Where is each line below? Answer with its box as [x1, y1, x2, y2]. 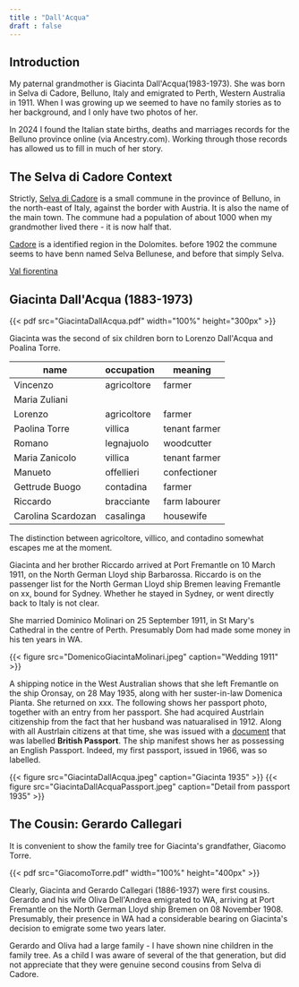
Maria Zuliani [13, 393, 69, 406]
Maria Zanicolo [13, 451, 77, 464]
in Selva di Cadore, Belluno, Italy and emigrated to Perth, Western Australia [9, 88, 286, 99]
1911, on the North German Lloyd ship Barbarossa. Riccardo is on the [9, 569, 261, 579]
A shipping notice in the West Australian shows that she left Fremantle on [9, 678, 279, 689]
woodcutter [163, 436, 212, 449]
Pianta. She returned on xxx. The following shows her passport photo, [9, 697, 268, 708]
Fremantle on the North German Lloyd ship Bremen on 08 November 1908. [9, 904, 284, 914]
